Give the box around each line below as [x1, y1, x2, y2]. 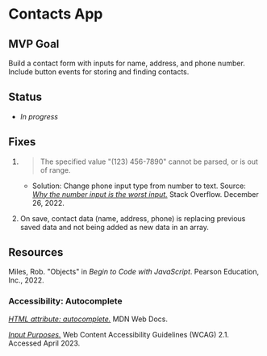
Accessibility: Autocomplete [8, 295, 123, 307]
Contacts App [8, 5, 103, 23]
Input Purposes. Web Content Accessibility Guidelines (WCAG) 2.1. [8, 329, 230, 339]
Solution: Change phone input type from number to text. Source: [31, 181, 246, 191]
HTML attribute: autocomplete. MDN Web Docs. [8, 314, 168, 324]
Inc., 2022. [8, 275, 44, 285]
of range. [40, 165, 71, 174]
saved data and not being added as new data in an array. [19, 222, 210, 232]
